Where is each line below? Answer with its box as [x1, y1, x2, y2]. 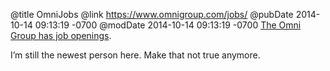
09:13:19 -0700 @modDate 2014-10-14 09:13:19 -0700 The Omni [34, 19, 302, 31]
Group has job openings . [10, 30, 112, 41]
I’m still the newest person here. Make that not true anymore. [10, 49, 261, 61]
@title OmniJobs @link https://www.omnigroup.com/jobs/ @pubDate [10, 9, 294, 20]
